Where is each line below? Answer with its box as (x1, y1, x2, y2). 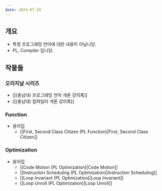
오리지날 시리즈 (5, 79, 40, 86)
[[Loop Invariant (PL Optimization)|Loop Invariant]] (19, 174, 124, 180)
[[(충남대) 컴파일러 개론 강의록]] (12, 98, 74, 104)
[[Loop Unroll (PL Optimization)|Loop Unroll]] (19, 180, 112, 186)
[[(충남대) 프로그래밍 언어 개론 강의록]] (12, 92, 88, 98)
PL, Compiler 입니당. (12, 47, 54, 53)
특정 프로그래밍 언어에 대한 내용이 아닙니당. (12, 41, 97, 47)
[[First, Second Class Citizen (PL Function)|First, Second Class (19, 128, 149, 135)
